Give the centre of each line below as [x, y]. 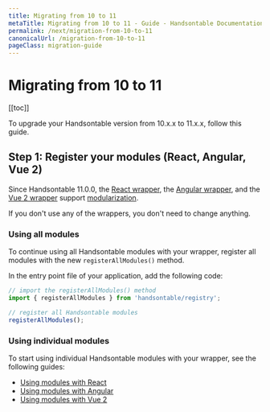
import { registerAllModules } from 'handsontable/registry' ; [115, 299]
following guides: [37, 366]
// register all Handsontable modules [73, 312]
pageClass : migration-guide [55, 46]
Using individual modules [59, 340]
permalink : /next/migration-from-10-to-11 [80, 31]
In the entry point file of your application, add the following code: [116, 276]
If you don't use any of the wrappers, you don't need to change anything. [129, 213]
